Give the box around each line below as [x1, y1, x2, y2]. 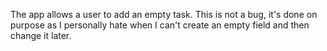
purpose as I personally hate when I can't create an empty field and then [10, 19, 310, 31]
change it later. [10, 30, 72, 41]
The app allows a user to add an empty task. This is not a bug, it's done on [10, 9, 318, 20]
